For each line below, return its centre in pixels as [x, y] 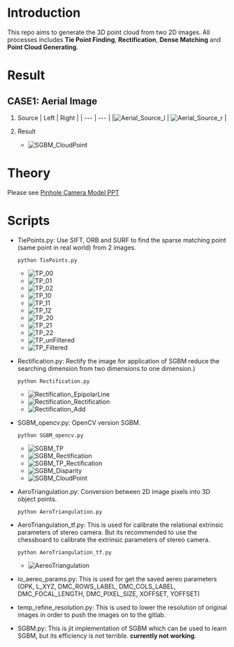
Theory [29, 173]
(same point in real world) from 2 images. [76, 247]
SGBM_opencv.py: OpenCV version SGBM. [79, 422]
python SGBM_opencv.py [50, 435]
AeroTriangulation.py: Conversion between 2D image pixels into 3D [114, 491]
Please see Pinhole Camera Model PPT [64, 192]
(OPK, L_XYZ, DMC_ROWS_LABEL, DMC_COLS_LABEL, [96, 586]
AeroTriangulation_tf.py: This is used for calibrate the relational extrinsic [120, 525]
